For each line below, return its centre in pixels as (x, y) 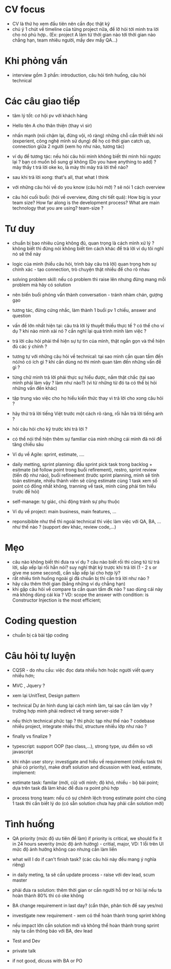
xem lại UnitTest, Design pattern (46, 695)
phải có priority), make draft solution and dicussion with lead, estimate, (87, 767)
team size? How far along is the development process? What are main (86, 202)
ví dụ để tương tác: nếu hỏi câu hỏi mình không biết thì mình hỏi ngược (87, 156)
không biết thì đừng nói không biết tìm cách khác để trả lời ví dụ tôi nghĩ (88, 248)
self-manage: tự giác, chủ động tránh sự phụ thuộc (66, 501)
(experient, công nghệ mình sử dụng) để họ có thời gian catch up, (81, 141)
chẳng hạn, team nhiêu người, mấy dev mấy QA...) (65, 40)
